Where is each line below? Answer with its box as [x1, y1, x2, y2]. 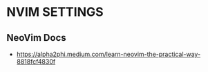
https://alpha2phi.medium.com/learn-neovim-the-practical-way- [16, 50, 201, 58]
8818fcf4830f [16, 57, 56, 66]
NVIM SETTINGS [6, 4, 104, 20]
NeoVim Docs [6, 32, 66, 44]
